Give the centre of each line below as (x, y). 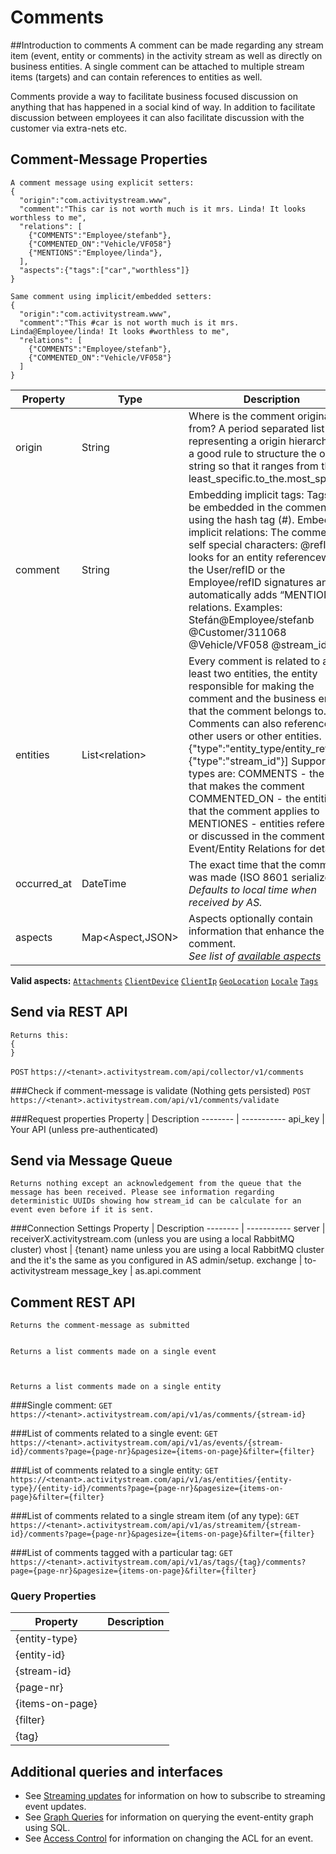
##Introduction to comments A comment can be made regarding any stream (167, 45)
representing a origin (237, 441)
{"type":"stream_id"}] (238, 761)
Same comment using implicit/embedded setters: (111, 296)
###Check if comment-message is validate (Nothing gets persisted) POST (161, 1090)
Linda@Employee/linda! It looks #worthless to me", (120, 331)
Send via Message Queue (91, 1160)
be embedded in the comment (259, 507)
